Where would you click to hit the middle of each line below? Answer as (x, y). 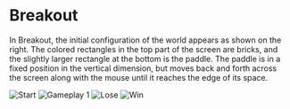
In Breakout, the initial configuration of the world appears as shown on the (145, 40)
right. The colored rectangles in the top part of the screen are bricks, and (144, 49)
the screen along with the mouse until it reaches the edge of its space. (139, 77)
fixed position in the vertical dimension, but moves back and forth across (143, 68)
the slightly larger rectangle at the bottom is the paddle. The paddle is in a (145, 58)
